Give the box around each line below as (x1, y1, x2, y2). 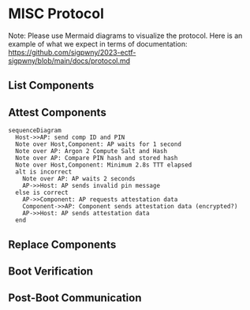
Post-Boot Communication (8, 291, 142, 304)
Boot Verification (8, 264, 93, 278)
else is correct (15, 189, 69, 197)
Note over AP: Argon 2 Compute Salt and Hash (15, 148, 168, 155)
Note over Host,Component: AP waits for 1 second (15, 140, 181, 148)
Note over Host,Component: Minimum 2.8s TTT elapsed (15, 161, 192, 170)
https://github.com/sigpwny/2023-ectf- (8, 47, 136, 57)
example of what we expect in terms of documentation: (8, 39, 188, 48)
